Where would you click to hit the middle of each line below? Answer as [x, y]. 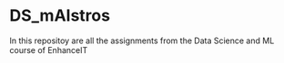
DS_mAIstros [60, 16]
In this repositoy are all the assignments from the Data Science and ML [142, 40]
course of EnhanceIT [49, 49]
